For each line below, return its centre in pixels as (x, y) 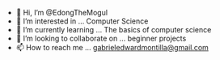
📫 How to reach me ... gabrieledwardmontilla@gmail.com (112, 47)
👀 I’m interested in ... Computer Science (82, 21)
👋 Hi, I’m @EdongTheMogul (61, 13)
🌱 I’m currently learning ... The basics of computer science (114, 30)
